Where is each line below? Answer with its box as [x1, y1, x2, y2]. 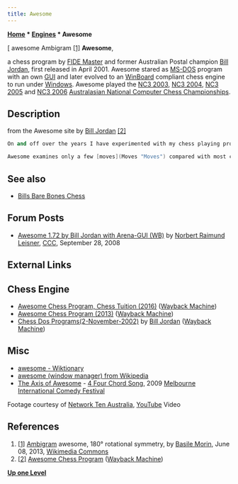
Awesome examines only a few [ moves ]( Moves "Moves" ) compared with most [7, 153, 227, 160]
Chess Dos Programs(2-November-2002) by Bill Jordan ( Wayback [17, 317, 212, 326]
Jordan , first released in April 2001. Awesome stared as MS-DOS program [7, 64, 223, 73]
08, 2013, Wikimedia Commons [17, 447, 108, 456]
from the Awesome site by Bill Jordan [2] [7, 127, 126, 135]
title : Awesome [7, 10, 52, 18]
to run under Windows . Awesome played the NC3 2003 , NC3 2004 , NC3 [7, 79, 219, 89]
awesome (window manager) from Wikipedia [17, 371, 149, 380]
